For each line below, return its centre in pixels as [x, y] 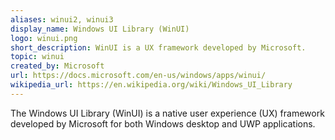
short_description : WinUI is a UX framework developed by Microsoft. [158, 47]
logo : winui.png [44, 38]
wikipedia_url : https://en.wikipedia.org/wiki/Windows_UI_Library [151, 85]
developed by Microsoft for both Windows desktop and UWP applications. [163, 123]
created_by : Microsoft [57, 66]
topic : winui [37, 57]
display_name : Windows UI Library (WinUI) [100, 29]
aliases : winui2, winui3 [62, 19]
